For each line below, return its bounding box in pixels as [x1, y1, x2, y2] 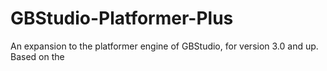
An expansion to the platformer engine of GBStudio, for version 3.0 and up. [10, 40, 319, 52]
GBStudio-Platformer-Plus [10, 7, 234, 30]
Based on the [10, 50, 65, 62]
